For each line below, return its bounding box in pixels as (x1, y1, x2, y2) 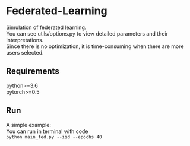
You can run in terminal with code (6, 128, 88, 135)
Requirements (6, 66, 59, 77)
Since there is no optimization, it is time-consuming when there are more (6, 43, 184, 50)
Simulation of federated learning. (6, 24, 87, 31)
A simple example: (6, 121, 52, 128)
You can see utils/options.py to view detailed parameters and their (6, 30, 168, 37)
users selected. (6, 49, 44, 56)
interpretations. (6, 36, 44, 43)
